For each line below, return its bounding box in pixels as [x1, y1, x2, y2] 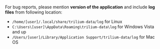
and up [12, 29, 27, 34]
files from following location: [5, 9, 63, 15]
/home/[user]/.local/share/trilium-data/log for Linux [12, 19, 123, 24]
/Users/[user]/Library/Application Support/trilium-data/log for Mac [12, 34, 155, 40]
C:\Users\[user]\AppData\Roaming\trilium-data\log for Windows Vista [12, 24, 154, 30]
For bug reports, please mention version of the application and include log [5, 4, 155, 10]
